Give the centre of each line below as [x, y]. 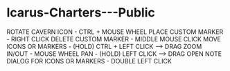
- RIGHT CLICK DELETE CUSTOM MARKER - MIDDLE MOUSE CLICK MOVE [114, 39]
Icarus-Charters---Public [81, 13]
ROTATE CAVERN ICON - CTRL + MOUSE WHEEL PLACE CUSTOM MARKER [115, 32]
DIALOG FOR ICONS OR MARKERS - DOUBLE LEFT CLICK [89, 61]
